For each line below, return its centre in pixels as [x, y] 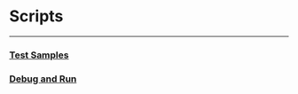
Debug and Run [43, 79]
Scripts [36, 16]
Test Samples [39, 55]
